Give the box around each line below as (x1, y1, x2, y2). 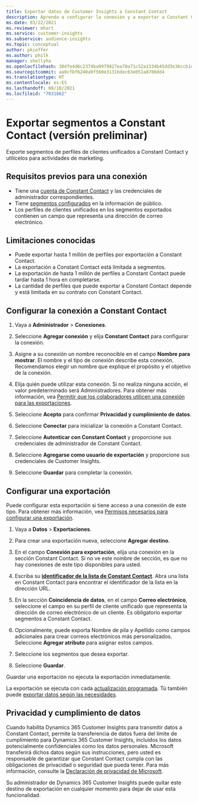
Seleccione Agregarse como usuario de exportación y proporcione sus (14, 451, 190, 458)
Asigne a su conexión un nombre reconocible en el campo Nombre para (14, 351, 190, 358)
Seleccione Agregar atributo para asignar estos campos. (14, 639, 154, 646)
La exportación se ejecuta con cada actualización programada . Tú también (6, 685, 187, 692)
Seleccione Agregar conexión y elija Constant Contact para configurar (14, 333, 189, 340)
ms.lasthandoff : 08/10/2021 (6, 85, 75, 91)
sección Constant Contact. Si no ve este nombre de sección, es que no (14, 554, 187, 561)
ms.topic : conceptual (6, 42, 60, 48)
